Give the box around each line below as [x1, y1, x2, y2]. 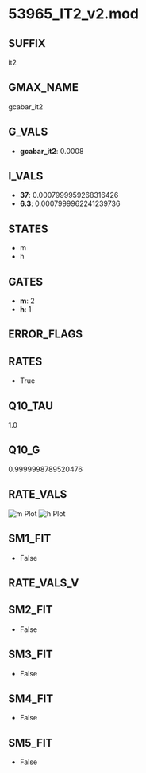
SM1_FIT [8, 532, 52, 546]
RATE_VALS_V [8, 576, 79, 590]
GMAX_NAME [8, 81, 79, 94]
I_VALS [8, 169, 44, 183]
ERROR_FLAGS [8, 328, 83, 341]
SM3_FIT [8, 648, 53, 661]
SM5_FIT [8, 736, 53, 750]
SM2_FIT [8, 603, 53, 617]
